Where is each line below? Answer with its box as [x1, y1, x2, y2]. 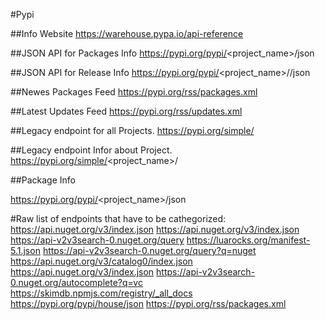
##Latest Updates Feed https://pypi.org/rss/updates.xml [10, 105, 243, 117]
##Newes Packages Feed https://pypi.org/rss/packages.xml [10, 86, 258, 98]
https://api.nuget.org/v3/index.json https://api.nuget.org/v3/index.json [10, 224, 300, 235]
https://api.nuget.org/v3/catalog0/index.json [10, 255, 193, 267]
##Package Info [10, 174, 76, 186]
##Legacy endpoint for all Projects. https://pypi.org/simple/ [10, 125, 255, 136]
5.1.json [10, 245, 41, 256]
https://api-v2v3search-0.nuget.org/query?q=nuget [42, 245, 257, 256]
